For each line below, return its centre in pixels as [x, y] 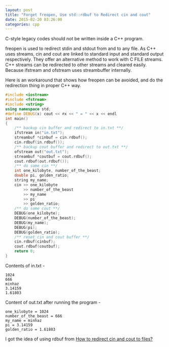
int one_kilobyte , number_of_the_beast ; [58, 171]
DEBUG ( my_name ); [32, 223]
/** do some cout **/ [37, 209]
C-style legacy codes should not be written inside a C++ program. [74, 39]
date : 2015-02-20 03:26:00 [34, 19]
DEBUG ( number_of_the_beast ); [45, 218]
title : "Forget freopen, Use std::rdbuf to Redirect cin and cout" [78, 15]
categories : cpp [22, 24]
